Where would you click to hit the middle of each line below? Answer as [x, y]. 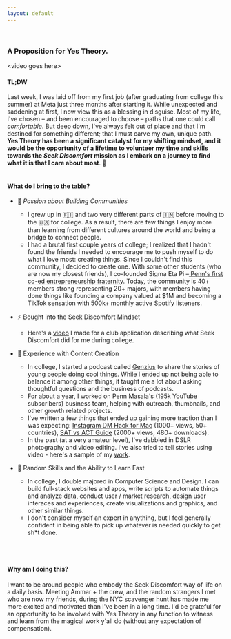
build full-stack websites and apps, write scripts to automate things [123, 489]
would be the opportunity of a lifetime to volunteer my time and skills [108, 148]
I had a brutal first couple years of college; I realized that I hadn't [119, 244]
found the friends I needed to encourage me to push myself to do [120, 252]
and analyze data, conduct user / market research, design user [117, 496]
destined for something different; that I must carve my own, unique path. [110, 134]
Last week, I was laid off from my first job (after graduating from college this [115, 97]
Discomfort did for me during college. [81, 340]
